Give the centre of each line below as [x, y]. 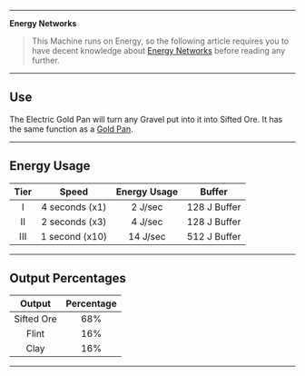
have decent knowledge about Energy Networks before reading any [158, 50]
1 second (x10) [74, 236]
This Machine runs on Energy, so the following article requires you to [160, 41]
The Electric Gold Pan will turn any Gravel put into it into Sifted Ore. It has [146, 119]
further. [46, 60]
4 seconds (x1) [74, 207]
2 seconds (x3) [74, 222]
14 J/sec [147, 236]
